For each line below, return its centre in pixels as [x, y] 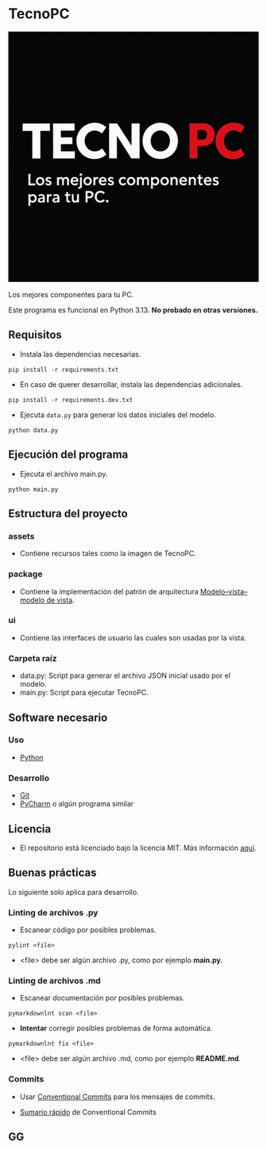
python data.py [33, 430]
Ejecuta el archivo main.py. [64, 474]
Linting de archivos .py [53, 912]
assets [21, 536]
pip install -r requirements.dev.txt [71, 400]
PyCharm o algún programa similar [77, 804]
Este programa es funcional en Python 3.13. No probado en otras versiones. [133, 310]
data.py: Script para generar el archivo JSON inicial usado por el [125, 675]
